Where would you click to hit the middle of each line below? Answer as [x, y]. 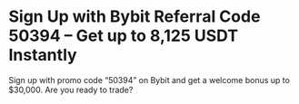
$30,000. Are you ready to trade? [71, 90]
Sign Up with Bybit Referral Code [135, 17]
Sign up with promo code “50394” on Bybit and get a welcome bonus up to [149, 80]
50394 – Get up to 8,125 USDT [123, 36]
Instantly [43, 55]
